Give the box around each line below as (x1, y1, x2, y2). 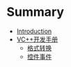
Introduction (16, 27, 52, 35)
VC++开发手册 (16, 35, 58, 44)
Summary (6, 4, 64, 20)
